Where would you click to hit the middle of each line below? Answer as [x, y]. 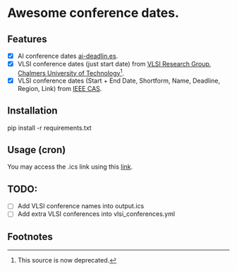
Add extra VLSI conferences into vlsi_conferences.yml [96, 214]
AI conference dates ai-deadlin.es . [68, 56]
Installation [32, 111]
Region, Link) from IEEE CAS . [60, 88]
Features [27, 39]
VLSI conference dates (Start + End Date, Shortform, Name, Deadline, [119, 80]
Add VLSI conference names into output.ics [81, 206]
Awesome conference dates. [93, 13]
